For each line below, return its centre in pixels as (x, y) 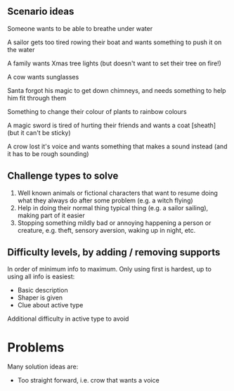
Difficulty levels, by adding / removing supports (114, 252)
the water (21, 49)
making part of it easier (51, 215)
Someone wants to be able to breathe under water (80, 28)
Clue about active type (50, 305)
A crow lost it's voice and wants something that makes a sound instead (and (117, 146)
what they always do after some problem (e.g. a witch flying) (105, 200)
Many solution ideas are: (43, 367)
